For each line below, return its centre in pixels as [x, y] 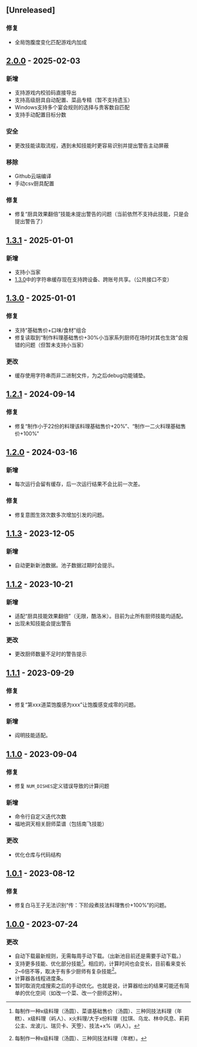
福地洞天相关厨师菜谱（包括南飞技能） [61, 824]
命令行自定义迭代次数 [40, 817]
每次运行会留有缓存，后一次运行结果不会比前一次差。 [79, 484]
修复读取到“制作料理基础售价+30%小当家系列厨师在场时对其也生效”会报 [101, 337]
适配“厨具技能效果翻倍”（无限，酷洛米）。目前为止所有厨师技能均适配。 [100, 616]
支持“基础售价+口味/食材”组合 [50, 330]
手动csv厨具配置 [34, 183]
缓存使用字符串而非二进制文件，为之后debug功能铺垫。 [81, 375]
